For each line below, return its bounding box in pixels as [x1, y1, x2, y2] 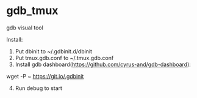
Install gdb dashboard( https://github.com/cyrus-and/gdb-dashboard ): [15, 61, 191, 68]
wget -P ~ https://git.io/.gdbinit [6, 72, 84, 80]
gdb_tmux [6, 4, 59, 18]
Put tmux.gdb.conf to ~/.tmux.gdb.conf [15, 54, 114, 61]
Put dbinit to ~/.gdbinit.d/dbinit [15, 47, 93, 55]
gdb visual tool [6, 24, 44, 31]
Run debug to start [15, 84, 63, 92]
